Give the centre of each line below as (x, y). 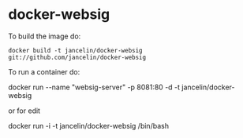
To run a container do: (44, 71)
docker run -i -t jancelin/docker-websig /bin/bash (89, 125)
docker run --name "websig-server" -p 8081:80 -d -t (94, 87)
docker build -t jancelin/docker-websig (76, 50)
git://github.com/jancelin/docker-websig (77, 57)
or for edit (24, 111)
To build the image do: (45, 36)
